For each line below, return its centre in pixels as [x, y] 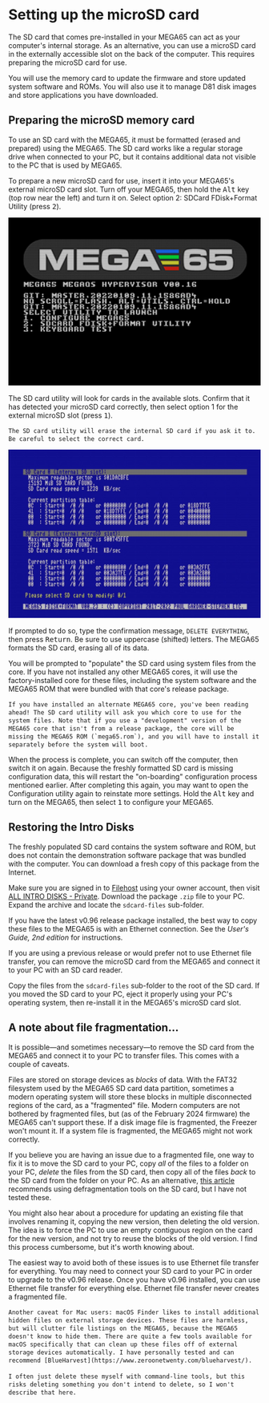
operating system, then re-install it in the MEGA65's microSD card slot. [125, 1002]
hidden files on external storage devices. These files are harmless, [128, 1320]
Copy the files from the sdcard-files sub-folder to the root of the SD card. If [134, 985]
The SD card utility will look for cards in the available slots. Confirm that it [129, 398]
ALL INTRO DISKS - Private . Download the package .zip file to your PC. [126, 896]
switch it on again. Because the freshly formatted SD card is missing [121, 768]
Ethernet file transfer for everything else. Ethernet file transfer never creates [134, 1288]
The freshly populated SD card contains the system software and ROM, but [132, 847]
